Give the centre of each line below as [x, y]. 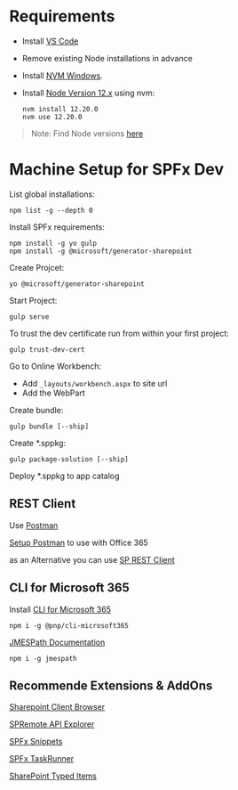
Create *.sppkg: [38, 443]
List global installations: [52, 194]
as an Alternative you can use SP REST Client [92, 559]
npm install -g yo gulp [53, 243]
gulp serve [29, 317]
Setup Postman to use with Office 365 [79, 542]
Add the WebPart [54, 393]
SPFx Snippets [36, 742]
